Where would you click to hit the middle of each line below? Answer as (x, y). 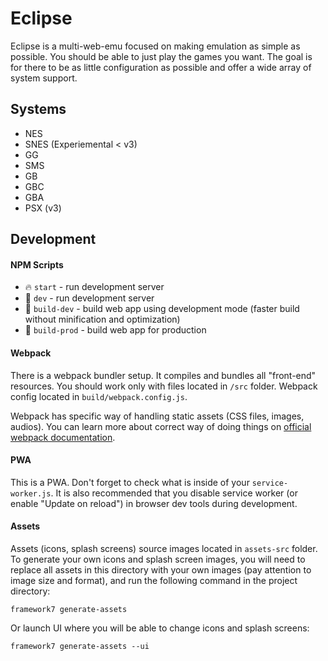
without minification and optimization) (102, 319)
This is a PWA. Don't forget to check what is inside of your (130, 482)
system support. (44, 78)
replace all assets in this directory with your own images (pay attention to (161, 569)
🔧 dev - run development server (89, 298)
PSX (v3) (43, 208)
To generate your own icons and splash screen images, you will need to (158, 559)
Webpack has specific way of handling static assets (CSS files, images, (157, 416)
